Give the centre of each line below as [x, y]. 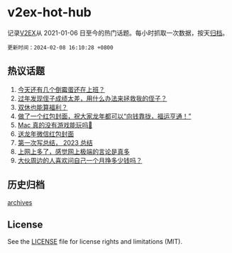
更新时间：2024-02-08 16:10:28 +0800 [60, 47]
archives [20, 202]
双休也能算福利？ [43, 107]
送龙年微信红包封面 [46, 134]
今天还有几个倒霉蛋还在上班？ [61, 89]
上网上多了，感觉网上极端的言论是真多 [73, 151]
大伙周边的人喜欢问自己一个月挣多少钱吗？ [80, 160]
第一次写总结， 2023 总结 [55, 142]
